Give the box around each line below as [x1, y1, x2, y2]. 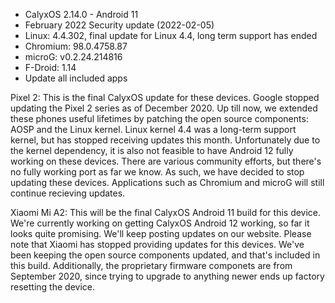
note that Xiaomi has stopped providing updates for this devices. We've [10, 239, 305, 250]
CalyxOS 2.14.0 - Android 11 [24, 9, 139, 20]
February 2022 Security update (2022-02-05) [24, 19, 215, 31]
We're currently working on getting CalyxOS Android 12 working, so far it [10, 217, 310, 229]
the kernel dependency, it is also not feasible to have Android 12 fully [10, 145, 294, 156]
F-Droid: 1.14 [24, 62, 77, 73]
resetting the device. [10, 281, 95, 293]
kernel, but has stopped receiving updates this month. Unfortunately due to [10, 134, 321, 146]
